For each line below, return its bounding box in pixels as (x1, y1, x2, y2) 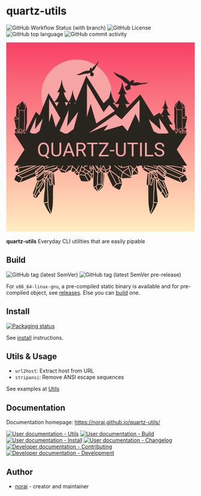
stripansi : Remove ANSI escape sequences (14, 374, 124, 381)
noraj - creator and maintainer (14, 483, 89, 490)
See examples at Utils (6, 386, 60, 393)
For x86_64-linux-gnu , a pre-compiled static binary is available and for (6, 282, 179, 289)
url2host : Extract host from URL (14, 367, 95, 375)
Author (6, 467, 33, 477)
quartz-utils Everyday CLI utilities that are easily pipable (6, 237, 145, 244)
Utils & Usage (6, 351, 57, 361)
